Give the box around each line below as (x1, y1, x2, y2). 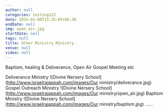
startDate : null (5, 31, 40, 36)
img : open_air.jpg (5, 26, 44, 32)
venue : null (5, 45, 31, 50)
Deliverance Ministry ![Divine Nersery (5, 74, 84, 80)
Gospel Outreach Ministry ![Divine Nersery (5, 85, 95, 91)
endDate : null (5, 21, 36, 27)
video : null (5, 50, 31, 55)
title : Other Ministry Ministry (5, 41, 74, 46)
